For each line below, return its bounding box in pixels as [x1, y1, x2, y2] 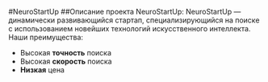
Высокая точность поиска [19, 48, 111, 57]
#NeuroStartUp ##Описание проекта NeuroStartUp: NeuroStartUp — [8, 7, 241, 16]
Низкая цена [19, 65, 65, 75]
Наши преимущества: [8, 32, 83, 42]
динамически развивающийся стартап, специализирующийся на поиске [8, 15, 260, 25]
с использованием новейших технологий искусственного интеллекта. [8, 24, 251, 33]
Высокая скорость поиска [19, 56, 112, 66]
